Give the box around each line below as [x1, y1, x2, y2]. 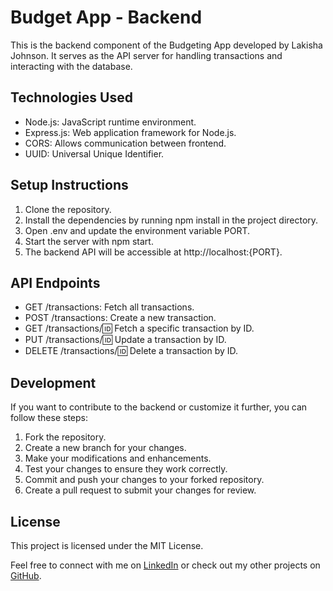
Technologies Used [10, 89, 133, 106]
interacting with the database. [10, 60, 133, 72]
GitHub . [10, 570, 42, 581]
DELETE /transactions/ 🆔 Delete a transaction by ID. [24, 345, 239, 357]
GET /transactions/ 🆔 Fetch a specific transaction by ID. [24, 322, 255, 335]
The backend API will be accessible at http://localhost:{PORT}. [24, 246, 283, 258]
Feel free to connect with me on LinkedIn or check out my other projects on [10, 559, 321, 571]
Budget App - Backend [10, 6, 203, 29]
